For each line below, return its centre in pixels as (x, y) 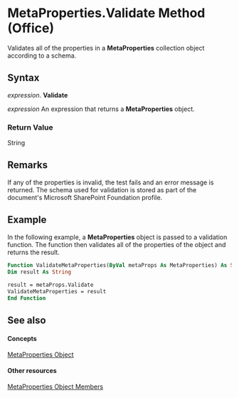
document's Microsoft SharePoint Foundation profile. (85, 197)
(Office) (31, 28)
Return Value (30, 127)
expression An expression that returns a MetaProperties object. (101, 109)
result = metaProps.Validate (51, 285)
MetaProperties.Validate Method (106, 13)
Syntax (23, 78)
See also (27, 321)
